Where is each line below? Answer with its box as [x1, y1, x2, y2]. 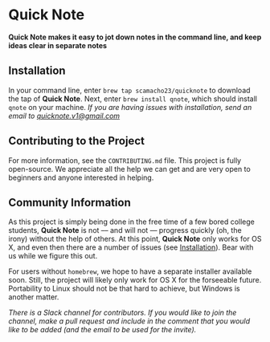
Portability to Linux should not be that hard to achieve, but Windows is [8, 283, 240, 294]
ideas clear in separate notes [8, 40, 107, 50]
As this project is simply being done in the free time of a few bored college [8, 217, 256, 226]
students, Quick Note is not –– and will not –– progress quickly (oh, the [8, 226, 243, 235]
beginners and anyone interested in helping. [8, 173, 154, 182]
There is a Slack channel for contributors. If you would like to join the [8, 307, 237, 318]
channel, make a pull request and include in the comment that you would [8, 316, 251, 326]
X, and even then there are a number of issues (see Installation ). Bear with [8, 242, 254, 252]
